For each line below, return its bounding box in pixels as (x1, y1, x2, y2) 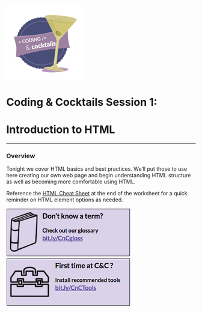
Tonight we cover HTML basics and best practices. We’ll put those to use (6, 165, 188, 173)
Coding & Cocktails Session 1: (6, 96, 158, 109)
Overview (6, 152, 35, 161)
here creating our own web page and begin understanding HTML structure (6, 172, 191, 179)
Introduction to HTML (6, 123, 115, 136)
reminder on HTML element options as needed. (6, 196, 123, 203)
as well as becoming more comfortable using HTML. (6, 178, 136, 185)
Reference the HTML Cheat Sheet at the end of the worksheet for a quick (6, 190, 188, 197)
